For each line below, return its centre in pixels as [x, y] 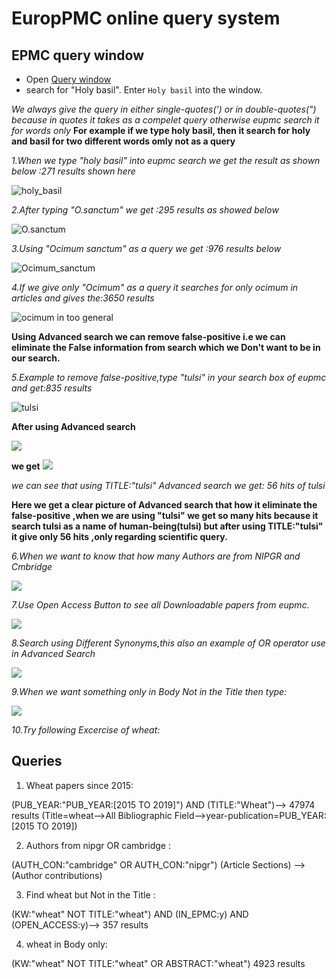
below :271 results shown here [73, 171]
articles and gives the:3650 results [83, 298]
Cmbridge [32, 566]
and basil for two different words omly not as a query [123, 141]
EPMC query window [78, 55]
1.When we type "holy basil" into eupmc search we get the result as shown [166, 160]
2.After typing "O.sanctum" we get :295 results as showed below [145, 210]
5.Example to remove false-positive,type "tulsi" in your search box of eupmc [169, 377]
